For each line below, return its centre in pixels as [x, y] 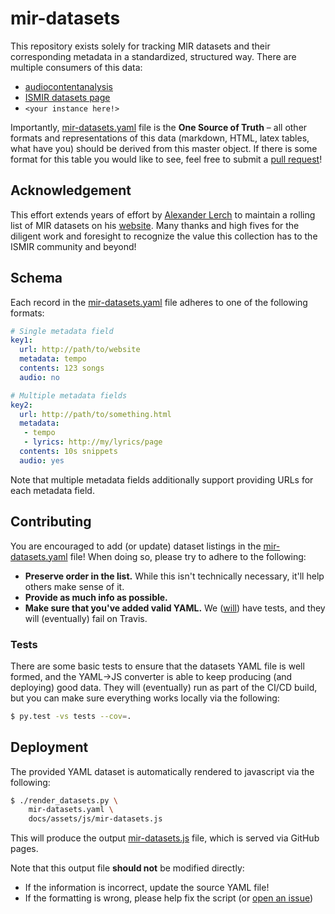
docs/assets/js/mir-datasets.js [95, 819]
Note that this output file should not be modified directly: [127, 868]
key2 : [21, 405]
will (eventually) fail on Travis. [86, 618]
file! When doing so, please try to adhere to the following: [188, 556]
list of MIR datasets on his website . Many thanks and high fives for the [155, 225]
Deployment [49, 747]
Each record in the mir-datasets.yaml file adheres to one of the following [159, 302]
